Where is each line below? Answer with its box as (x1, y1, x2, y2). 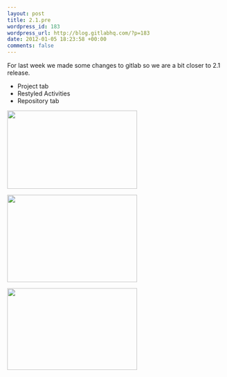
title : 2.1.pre (7, 17, 51, 24)
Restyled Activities (17, 89, 71, 98)
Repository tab (17, 97, 60, 104)
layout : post (7, 10, 45, 17)
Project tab (17, 82, 49, 90)
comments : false (7, 42, 54, 49)
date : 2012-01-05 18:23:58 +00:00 (7, 36, 107, 43)
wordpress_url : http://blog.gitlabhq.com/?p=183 (7, 29, 150, 37)
